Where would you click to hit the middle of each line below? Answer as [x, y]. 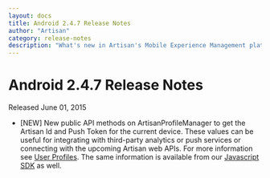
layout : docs [30, 16]
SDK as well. [41, 166]
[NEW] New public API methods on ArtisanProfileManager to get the [133, 123]
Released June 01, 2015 [47, 107]
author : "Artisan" [39, 30]
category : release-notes [50, 38]
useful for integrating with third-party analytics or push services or [130, 140]
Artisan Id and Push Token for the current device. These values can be [137, 131]
